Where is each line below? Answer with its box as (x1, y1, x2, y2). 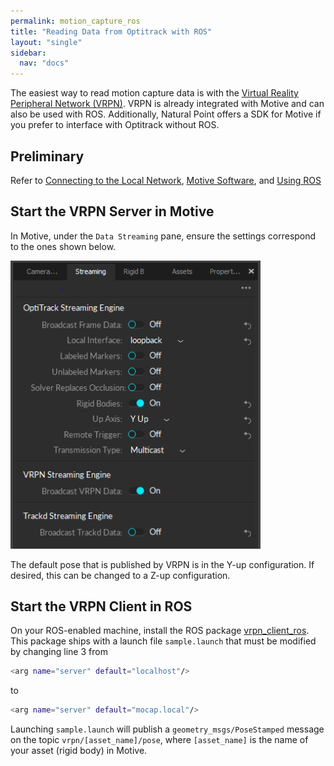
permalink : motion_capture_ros (10, 16, 141, 26)
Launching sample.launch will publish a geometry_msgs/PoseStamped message (10, 723, 325, 735)
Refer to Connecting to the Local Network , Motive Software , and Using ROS (10, 174, 322, 186)
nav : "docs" (19, 58, 70, 69)
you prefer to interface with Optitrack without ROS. (10, 119, 220, 131)
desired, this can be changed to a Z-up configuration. (10, 569, 231, 581)
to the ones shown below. (10, 240, 117, 252)
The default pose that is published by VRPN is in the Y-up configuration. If (10, 558, 315, 570)
